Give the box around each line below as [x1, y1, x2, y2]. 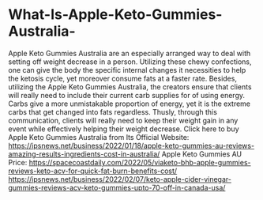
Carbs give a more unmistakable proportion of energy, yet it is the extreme [8, 99, 251, 108]
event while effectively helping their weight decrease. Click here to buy [8, 124, 239, 134]
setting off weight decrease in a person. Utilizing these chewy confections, [8, 57, 252, 66]
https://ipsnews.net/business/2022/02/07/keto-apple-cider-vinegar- [8, 174, 231, 183]
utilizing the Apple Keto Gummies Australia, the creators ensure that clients [8, 81, 252, 92]
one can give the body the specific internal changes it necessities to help [8, 65, 246, 74]
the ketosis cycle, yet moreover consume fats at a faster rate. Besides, [8, 74, 237, 83]
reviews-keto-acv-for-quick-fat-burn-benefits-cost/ [8, 166, 178, 175]
